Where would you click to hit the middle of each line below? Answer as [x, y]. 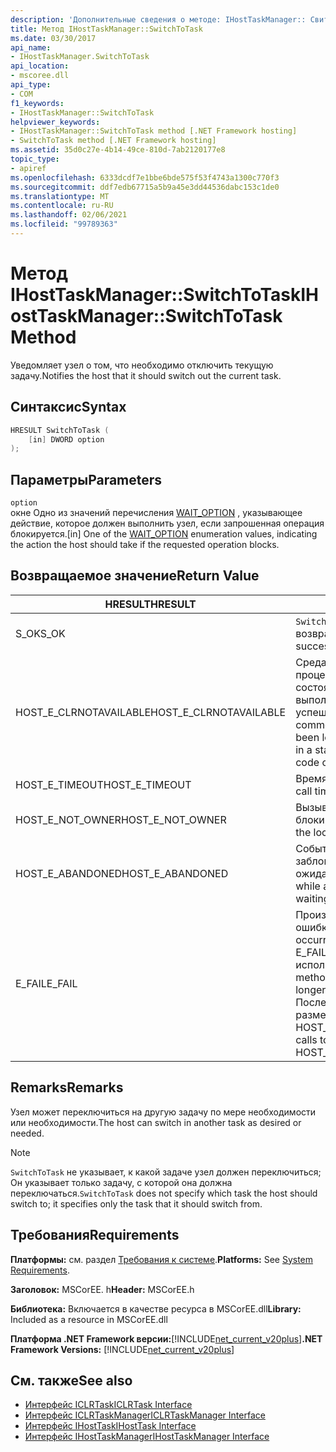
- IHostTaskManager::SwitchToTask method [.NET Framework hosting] [154, 131]
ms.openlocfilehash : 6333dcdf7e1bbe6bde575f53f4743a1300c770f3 [145, 177]
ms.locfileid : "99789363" [64, 224]
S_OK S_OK [40, 633]
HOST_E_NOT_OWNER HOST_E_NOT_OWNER [121, 819]
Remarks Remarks [67, 1087]
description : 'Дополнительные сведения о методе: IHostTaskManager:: [158, 19]
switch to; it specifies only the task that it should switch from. [136, 1203]
